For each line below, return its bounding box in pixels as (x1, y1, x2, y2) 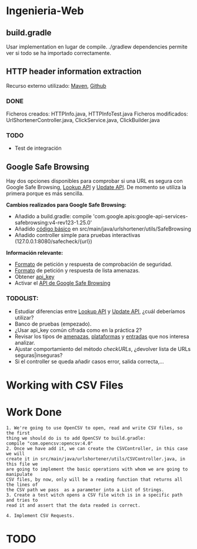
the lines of (6, 482, 38, 488)
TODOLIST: (6, 294, 39, 303)
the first (6, 430, 31, 436)
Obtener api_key (14, 273, 55, 281)
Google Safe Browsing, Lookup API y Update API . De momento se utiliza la (6, 184, 186, 191)
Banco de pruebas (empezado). (14, 320, 92, 327)
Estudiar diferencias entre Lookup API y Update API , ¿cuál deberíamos (14, 308, 185, 315)
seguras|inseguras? (14, 351, 63, 359)
